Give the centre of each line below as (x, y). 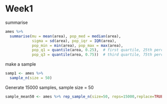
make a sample (21, 64)
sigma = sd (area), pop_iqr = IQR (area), (74, 41)
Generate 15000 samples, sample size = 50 (49, 87)
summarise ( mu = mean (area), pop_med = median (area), (65, 36)
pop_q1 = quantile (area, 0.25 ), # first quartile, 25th (92, 50)
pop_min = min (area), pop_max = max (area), (77, 45)
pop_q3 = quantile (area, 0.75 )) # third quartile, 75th (92, 55)
